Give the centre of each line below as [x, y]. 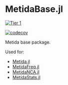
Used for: [15, 52]
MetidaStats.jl [26, 77]
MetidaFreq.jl [26, 67]
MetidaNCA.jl [26, 72]
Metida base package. [28, 42]
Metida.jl [21, 61]
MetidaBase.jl [34, 9]
